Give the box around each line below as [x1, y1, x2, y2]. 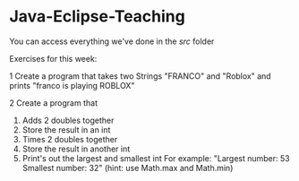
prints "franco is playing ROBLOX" [9, 80, 135, 90]
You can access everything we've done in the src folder [9, 36, 215, 47]
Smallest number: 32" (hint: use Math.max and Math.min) [21, 162, 234, 173]
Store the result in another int [21, 143, 131, 154]
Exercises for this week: [9, 53, 98, 64]
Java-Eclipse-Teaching [9, 6, 185, 27]
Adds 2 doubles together [21, 115, 115, 125]
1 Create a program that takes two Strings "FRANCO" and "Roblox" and [9, 70, 271, 82]
